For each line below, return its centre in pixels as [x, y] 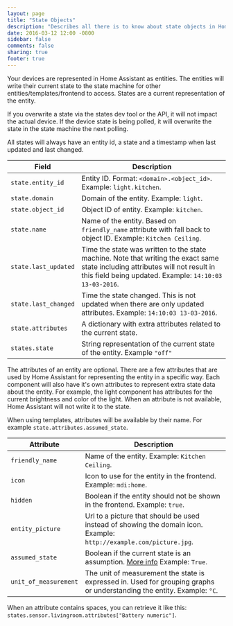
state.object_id [37, 209]
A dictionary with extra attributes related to [151, 324]
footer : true [26, 59]
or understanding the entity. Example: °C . [152, 590]
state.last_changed [43, 304]
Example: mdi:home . [116, 485]
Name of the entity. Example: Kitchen [145, 456]
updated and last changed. [45, 149]
